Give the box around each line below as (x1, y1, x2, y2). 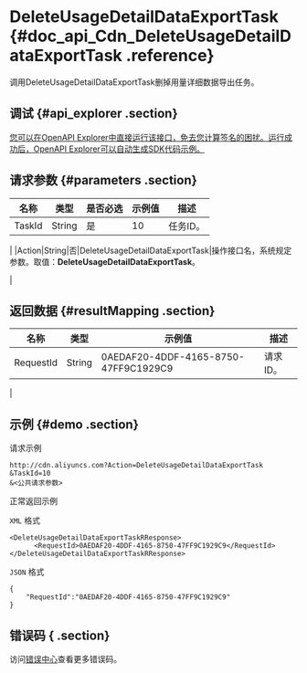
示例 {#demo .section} (9, 416, 140, 432)
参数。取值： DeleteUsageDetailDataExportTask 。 (9, 256, 201, 267)
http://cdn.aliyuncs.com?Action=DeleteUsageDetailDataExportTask (9, 461, 263, 470)
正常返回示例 (9, 496, 58, 507)
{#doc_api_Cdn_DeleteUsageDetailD (9, 26, 292, 47)
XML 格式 (9, 515, 41, 526)
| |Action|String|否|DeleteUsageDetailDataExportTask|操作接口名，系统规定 (9, 245, 292, 256)
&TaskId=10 (9, 468, 51, 478)
